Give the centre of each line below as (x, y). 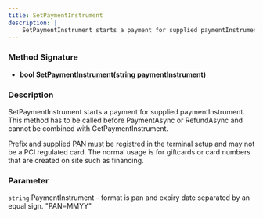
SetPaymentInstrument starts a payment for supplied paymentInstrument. (126, 111)
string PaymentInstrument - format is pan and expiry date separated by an (129, 198)
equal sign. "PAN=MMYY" (50, 206)
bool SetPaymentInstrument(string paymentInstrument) (112, 74)
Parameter (29, 180)
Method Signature (43, 57)
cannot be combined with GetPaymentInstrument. (88, 128)
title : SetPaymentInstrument (56, 15)
